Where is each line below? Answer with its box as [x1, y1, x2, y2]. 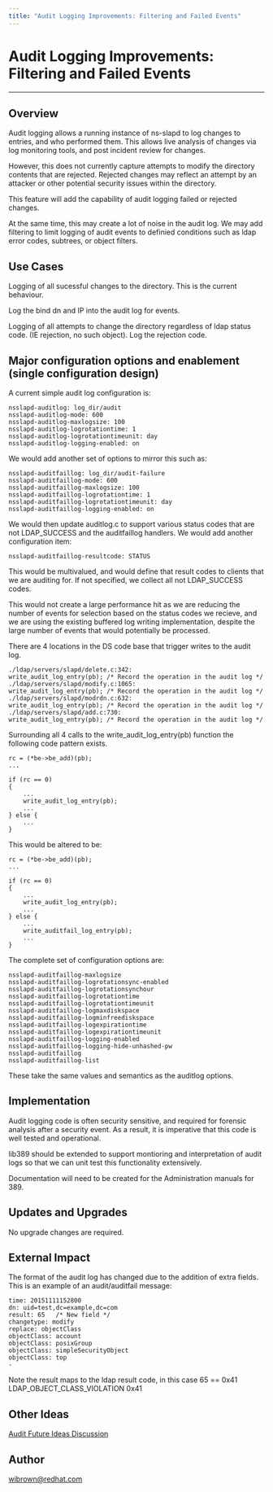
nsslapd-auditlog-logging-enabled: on [8, 440, 140, 448]
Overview [8, 107, 59, 120]
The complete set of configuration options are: [8, 956, 165, 965]
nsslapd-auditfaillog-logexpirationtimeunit [8, 1028, 162, 1036]
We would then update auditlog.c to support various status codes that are [8, 519, 255, 529]
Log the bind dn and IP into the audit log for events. [8, 306, 180, 316]
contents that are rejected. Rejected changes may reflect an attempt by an [8, 170, 258, 180]
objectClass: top [8, 1354, 67, 1362]
